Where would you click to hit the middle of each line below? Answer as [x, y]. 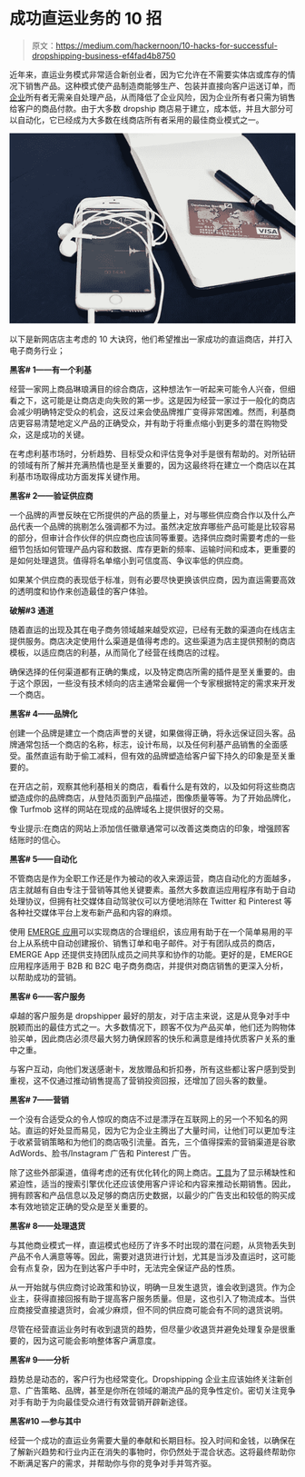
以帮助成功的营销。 [45, 976]
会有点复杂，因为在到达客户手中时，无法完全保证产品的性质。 [125, 1267]
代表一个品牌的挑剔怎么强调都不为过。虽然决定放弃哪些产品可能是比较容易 [156, 526]
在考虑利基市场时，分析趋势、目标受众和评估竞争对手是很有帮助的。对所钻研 [152, 453]
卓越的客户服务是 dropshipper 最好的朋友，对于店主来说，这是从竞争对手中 [150, 1016]
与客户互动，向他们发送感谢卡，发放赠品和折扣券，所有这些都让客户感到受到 [152, 1069]
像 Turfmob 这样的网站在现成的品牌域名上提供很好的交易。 [119, 808]
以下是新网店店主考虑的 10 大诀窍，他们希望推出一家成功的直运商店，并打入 [151, 339]
